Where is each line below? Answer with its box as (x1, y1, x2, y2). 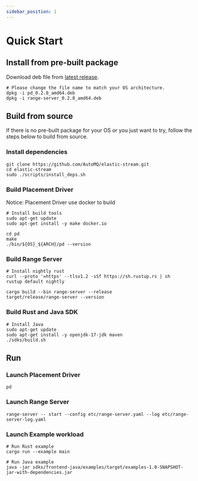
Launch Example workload (6, 430, 84, 438)
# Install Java (6, 321, 44, 327)
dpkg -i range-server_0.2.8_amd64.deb (6, 95, 102, 101)
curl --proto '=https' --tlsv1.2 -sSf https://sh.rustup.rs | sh (6, 273, 170, 280)
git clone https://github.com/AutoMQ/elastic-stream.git (6, 161, 150, 167)
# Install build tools (6, 211, 62, 217)
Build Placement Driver (6, 185, 74, 193)
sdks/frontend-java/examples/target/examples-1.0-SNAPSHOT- (32, 464, 184, 470)
